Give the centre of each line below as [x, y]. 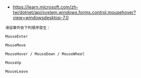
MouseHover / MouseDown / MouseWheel [45, 54]
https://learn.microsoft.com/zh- [45, 7]
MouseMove [16, 45]
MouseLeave [17, 71]
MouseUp [13, 62]
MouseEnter [17, 36]
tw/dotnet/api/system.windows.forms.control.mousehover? [74, 12]
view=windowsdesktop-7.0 [41, 17]
